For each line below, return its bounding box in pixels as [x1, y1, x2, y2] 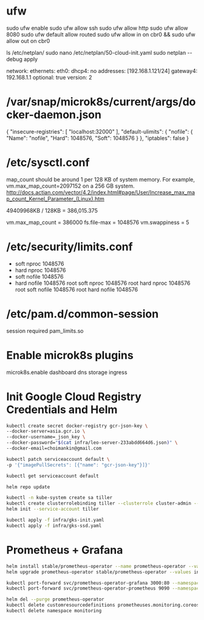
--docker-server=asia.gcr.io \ [6, 428, 86, 435]
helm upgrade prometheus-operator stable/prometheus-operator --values [6, 569, 191, 575]
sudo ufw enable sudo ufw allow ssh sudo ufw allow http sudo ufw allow [6, 24, 188, 32]
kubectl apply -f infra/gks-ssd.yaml [6, 522, 102, 529]
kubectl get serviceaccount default [6, 472, 99, 479]
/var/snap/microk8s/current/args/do [6, 95, 196, 109]
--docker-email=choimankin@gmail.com [6, 445, 102, 452]
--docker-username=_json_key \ [6, 434, 86, 440]
